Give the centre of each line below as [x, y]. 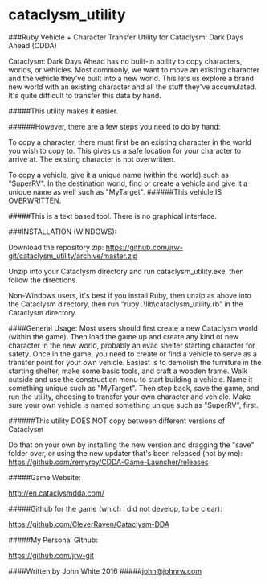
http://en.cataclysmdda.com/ [56, 493]
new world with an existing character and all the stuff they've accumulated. [132, 87]
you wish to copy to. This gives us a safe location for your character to [125, 150]
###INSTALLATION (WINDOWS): [63, 232]
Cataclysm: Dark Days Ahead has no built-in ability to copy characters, [125, 61]
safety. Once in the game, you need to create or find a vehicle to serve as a [132, 354]
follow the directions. [43, 280]
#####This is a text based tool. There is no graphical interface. [112, 216]
